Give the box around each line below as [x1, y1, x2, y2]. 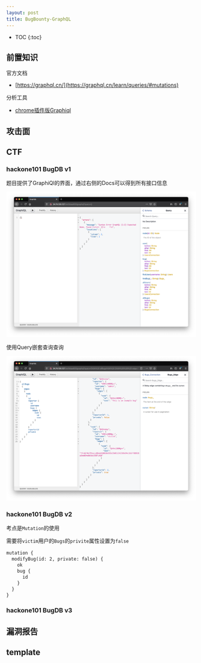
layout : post [6, 10, 39, 16]
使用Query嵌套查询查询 [6, 344, 64, 351]
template [6, 647, 41, 658]
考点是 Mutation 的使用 [6, 524, 60, 532]
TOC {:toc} [14, 33, 42, 40]
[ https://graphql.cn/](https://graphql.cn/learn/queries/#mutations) [14, 81, 179, 89]
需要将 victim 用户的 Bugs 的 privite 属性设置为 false [6, 537, 129, 545]
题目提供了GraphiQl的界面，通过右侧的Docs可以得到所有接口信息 [6, 180, 167, 187]
